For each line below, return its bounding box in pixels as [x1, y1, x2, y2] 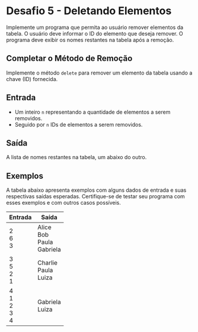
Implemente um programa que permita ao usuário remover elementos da [6, 24, 184, 31]
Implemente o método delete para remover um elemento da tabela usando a [6, 69, 193, 76]
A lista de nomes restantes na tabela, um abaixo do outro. [6, 154, 147, 161]
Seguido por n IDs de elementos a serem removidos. [14, 121, 143, 128]
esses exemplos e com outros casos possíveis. [6, 199, 122, 207]
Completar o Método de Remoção [6, 53, 133, 63]
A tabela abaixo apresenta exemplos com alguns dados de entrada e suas [6, 186, 187, 194]
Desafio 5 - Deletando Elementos [6, 4, 172, 18]
